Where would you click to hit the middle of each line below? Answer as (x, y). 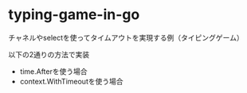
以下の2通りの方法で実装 (49, 54)
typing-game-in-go (74, 15)
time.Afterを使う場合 (53, 71)
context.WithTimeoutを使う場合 (71, 81)
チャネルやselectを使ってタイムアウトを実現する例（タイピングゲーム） (126, 37)
